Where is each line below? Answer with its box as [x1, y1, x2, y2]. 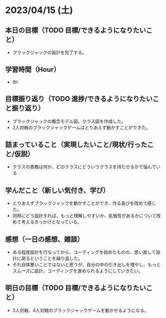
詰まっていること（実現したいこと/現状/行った [5, 141, 148, 149]
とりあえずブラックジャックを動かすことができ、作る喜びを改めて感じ [12, 200, 157, 206]
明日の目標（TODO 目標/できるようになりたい [5, 284, 146, 292]
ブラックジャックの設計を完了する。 [12, 49, 87, 55]
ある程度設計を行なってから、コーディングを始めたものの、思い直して [12, 249, 156, 255]
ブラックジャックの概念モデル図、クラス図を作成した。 [12, 118, 126, 124]
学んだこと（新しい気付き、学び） [5, 186, 110, 194]
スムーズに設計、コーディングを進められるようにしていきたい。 [12, 268, 143, 274]
